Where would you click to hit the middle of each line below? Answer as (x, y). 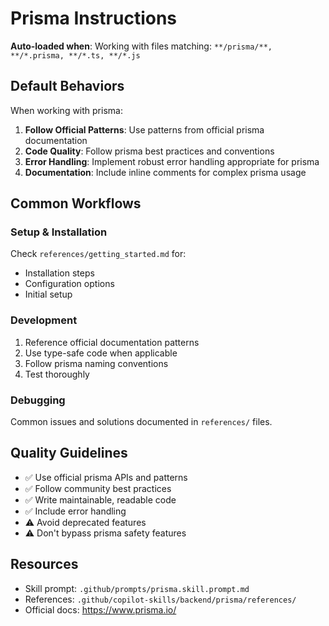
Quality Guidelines (69, 453)
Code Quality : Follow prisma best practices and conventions (149, 151)
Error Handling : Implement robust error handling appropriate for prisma (172, 161)
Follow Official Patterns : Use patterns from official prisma (144, 129)
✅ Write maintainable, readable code (100, 499)
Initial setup (48, 294)
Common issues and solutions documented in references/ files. (141, 422)
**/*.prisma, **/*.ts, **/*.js (75, 55)
